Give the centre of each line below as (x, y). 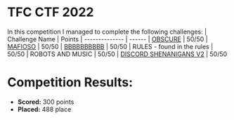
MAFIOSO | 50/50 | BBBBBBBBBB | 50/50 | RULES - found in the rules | (110, 46)
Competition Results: (70, 82)
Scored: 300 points (46, 102)
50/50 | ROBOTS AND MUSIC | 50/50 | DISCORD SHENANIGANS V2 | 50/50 (117, 54)
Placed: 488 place (44, 109)
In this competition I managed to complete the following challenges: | (107, 32)
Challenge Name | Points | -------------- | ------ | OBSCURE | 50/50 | (108, 39)
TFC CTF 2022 (51, 12)
